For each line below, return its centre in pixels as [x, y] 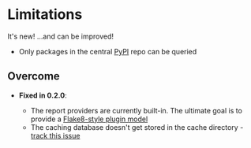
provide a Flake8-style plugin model [89, 119]
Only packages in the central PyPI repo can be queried [108, 51]
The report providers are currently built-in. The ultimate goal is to [136, 110]
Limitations [45, 15]
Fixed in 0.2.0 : [43, 95]
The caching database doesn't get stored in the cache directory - [137, 127]
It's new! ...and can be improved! [61, 36]
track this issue [55, 135]
